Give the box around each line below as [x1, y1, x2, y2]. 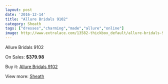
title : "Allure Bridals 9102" [5, 16, 68, 21]
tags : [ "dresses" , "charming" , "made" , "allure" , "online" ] [5, 26, 124, 31]
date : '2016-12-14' [5, 12, 46, 17]
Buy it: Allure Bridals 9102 [5, 63, 58, 69]
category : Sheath [5, 21, 41, 26]
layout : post [5, 7, 32, 12]
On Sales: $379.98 [5, 54, 44, 60]
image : [5, 30, 19, 35]
